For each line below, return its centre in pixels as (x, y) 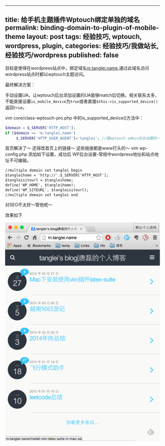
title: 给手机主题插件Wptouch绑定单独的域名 (72, 20)
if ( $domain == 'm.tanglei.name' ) (41, 133)
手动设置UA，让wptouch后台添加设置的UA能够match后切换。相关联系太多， (82, 95)
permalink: (22, 28)
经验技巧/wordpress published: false (62, 55)
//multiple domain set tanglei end (41, 195)
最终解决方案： (20, 85)
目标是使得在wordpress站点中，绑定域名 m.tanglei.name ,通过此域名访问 (77, 68)
